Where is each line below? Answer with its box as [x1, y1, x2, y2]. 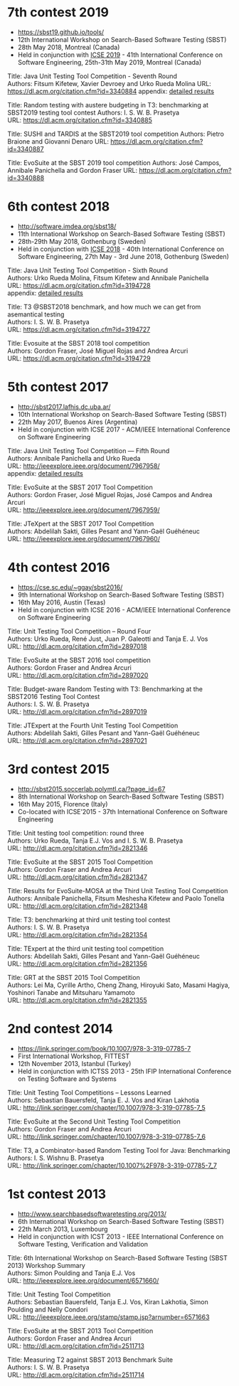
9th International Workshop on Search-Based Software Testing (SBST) [17, 590, 225, 599]
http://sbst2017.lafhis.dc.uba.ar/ [17, 403, 111, 411]
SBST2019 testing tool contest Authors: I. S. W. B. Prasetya [7, 108, 180, 117]
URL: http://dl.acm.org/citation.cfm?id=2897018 [7, 641, 147, 651]
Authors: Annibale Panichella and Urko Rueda [7, 454, 141, 462]
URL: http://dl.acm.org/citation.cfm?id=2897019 [7, 707, 147, 715]
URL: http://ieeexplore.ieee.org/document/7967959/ [7, 506, 160, 514]
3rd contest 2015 [7, 761, 110, 777]
